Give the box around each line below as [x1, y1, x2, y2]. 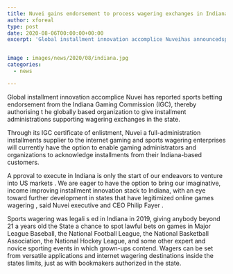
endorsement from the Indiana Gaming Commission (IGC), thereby [7, 100, 197, 108]
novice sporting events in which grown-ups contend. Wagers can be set [7, 244, 214, 252]
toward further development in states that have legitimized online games [7, 193, 214, 202]
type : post [7, 23, 39, 30]
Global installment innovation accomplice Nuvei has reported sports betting [7, 92, 223, 101]
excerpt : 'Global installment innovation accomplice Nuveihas [7, 36, 191, 43]
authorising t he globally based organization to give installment [7, 107, 187, 115]
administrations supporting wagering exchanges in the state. [7, 115, 180, 123]
